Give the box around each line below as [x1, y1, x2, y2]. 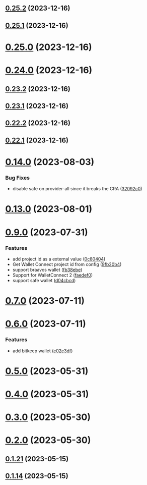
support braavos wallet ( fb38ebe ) [12, 266, 83, 273]
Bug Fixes [5, 174, 30, 181]
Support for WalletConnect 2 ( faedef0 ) [12, 272, 93, 278]
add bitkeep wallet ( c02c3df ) [12, 348, 73, 354]
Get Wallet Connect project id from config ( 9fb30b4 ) [12, 261, 122, 267]
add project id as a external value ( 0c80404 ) [12, 256, 106, 262]
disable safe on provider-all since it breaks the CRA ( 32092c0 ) [12, 186, 142, 192]
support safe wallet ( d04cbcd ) [12, 277, 76, 283]
